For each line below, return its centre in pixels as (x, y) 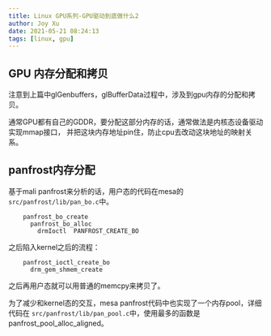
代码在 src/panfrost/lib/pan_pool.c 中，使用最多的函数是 (104, 312)
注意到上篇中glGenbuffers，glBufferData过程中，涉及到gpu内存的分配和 (129, 95)
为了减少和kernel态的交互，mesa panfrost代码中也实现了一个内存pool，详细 (135, 303)
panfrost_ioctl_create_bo (67, 262)
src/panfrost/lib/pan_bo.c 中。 (61, 201)
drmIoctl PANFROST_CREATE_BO (88, 231)
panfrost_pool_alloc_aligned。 (59, 323)
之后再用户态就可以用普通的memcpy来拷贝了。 (87, 286)
